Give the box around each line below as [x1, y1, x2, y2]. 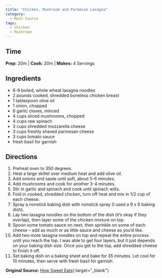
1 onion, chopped [12, 103, 48, 108]
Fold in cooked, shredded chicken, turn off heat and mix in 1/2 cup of [12, 191, 151, 197]
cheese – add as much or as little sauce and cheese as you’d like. [12, 227, 144, 233]
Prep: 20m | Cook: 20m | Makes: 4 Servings [5, 60, 95, 66]
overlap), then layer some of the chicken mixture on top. [12, 217, 125, 223]
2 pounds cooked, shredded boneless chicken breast [12, 93, 119, 98]
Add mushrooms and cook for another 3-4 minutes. [12, 181, 116, 187]
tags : [5, 20, 16, 26]
